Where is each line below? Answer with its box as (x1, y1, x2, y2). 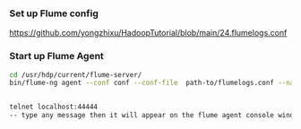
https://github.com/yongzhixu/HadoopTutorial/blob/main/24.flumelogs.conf (9, 28, 288, 39)
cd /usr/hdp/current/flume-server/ (9, 70, 142, 79)
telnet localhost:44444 (9, 102, 99, 112)
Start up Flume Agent (9, 50, 105, 63)
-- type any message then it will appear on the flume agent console (9, 111, 275, 120)
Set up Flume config (9, 7, 99, 20)
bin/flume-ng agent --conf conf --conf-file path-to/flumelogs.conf (9, 79, 275, 88)
